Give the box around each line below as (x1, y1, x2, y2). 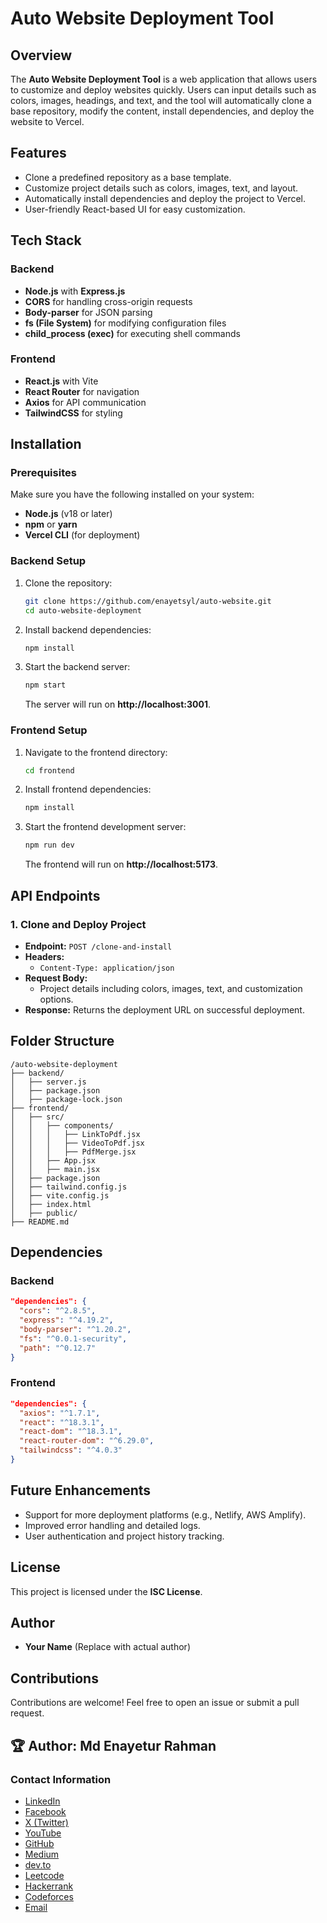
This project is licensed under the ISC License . (10, 1585, 203, 1597)
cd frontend (24, 765, 75, 776)
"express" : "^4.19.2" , (19, 1315, 114, 1326)
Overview (10, 47, 73, 64)
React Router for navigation (24, 385, 140, 397)
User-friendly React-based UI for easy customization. (24, 203, 246, 215)
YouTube (24, 1827, 62, 1839)
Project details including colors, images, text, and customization (39, 982, 303, 994)
